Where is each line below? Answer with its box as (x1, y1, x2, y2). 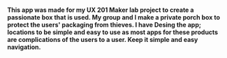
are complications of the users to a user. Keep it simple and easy (7, 35, 198, 43)
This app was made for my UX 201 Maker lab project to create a (7, 6, 194, 14)
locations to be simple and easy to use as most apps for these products (7, 28, 219, 36)
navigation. (7, 43, 41, 51)
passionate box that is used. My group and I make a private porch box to (7, 13, 221, 21)
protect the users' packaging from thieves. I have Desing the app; (7, 20, 201, 29)
